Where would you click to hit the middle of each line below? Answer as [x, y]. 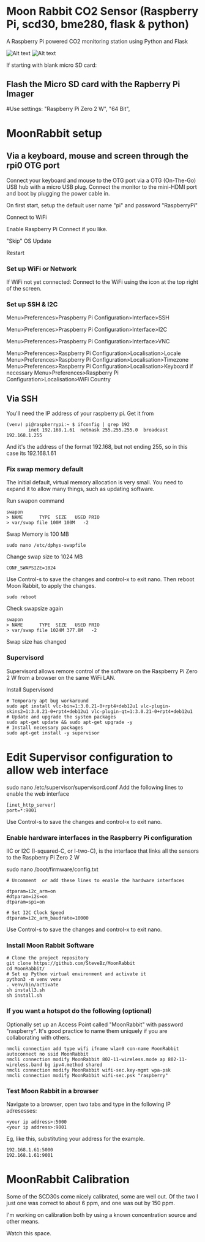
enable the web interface [38, 794]
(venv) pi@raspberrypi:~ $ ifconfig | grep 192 [68, 425]
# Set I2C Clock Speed [35, 912]
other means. [23, 1221]
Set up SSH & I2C [32, 304]
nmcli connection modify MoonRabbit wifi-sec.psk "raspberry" [87, 1075]
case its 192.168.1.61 [31, 453]
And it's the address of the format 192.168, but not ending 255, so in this [97, 447]
